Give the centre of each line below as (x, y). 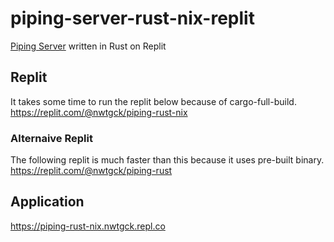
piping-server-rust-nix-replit (132, 18)
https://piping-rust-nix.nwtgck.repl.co (88, 226)
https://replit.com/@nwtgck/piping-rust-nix (99, 112)
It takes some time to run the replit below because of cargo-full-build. (153, 101)
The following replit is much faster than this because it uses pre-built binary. (167, 160)
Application (47, 202)
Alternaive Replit (51, 138)
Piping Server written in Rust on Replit (88, 46)
